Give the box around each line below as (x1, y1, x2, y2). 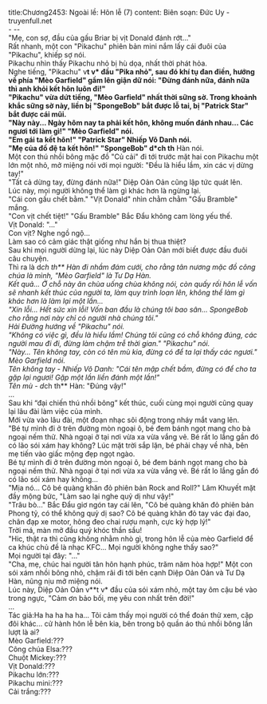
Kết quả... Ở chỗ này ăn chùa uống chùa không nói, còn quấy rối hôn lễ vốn (8, 280, 257, 288)
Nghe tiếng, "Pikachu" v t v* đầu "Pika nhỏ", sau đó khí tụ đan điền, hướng (8, 67, 255, 76)
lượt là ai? (8, 627, 40, 637)
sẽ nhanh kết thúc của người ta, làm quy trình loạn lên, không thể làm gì (8, 288, 245, 297)
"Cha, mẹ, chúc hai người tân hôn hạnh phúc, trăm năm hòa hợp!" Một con (8, 559, 253, 569)
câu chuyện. (8, 254, 49, 263)
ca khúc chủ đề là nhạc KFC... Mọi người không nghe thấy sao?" (8, 543, 219, 551)
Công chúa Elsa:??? (8, 644, 73, 654)
